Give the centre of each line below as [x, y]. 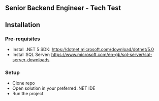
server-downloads [31, 60]
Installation [23, 25]
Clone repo [24, 83]
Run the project [28, 94]
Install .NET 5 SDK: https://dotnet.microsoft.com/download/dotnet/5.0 [83, 50]
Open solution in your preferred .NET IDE [54, 88]
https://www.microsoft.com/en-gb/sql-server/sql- [102, 55]
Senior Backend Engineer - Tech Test [63, 8]
